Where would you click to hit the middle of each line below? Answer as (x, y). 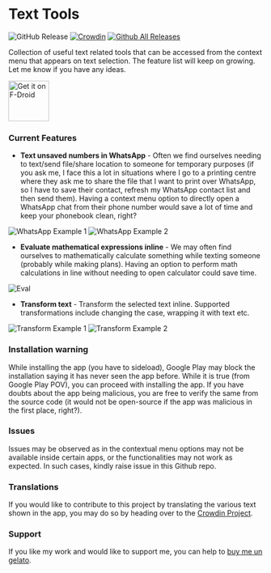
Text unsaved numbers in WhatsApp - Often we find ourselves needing (140, 155)
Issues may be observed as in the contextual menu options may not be (126, 448)
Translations (34, 486)
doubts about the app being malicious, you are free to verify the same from (133, 393)
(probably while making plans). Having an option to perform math (129, 265)
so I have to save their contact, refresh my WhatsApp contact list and (135, 190)
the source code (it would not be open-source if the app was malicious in (130, 401)
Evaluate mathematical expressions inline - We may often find (126, 247)
